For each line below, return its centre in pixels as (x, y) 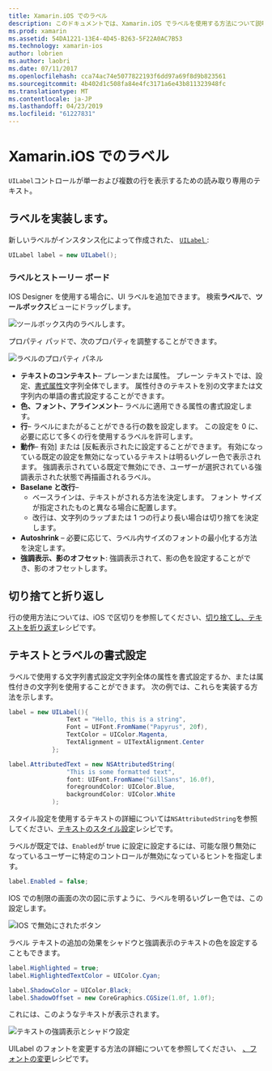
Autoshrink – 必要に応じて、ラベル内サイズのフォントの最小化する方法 (138, 538)
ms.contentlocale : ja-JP (50, 99)
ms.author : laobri (39, 62)
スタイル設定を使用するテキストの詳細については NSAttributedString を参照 (133, 819)
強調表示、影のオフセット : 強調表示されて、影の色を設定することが (132, 558)
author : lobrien (36, 54)
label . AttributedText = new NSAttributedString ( (92, 764)
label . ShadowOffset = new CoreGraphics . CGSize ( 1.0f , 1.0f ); (112, 998)
